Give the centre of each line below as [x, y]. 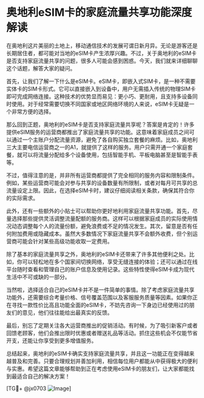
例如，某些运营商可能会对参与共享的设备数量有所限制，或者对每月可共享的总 [102, 183]
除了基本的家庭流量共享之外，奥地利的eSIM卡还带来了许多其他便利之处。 [98, 254]
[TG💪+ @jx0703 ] [39, 388]
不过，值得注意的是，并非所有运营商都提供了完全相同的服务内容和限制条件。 [102, 175]
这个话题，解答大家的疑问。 [41, 68]
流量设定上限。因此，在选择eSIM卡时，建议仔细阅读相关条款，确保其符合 [98, 190]
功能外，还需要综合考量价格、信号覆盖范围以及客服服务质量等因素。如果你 [99, 297]
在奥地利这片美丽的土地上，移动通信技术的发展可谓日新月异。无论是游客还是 [102, 46]
